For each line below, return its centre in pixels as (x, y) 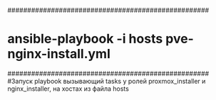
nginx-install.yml (59, 54)
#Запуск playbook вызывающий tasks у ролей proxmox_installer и (107, 81)
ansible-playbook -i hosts (85, 39)
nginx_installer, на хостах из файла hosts (68, 89)
